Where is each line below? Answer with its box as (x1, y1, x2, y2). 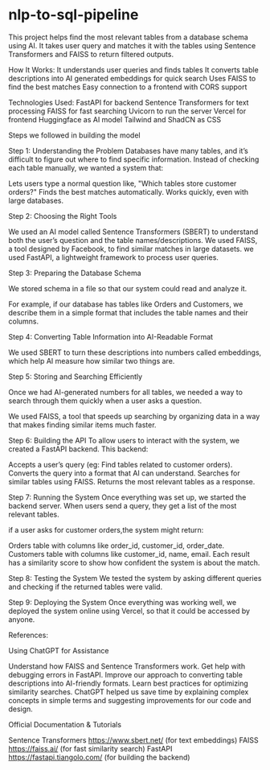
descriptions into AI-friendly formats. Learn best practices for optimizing (8, 678, 249, 688)
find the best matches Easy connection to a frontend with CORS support (8, 82, 247, 92)
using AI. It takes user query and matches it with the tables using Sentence (8, 40, 256, 50)
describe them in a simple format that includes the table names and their (8, 307, 248, 317)
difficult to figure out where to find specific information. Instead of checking (8, 154, 260, 164)
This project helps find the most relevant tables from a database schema (8, 32, 249, 42)
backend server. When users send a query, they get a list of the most (8, 500, 237, 510)
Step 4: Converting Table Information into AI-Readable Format (8, 331, 214, 341)
